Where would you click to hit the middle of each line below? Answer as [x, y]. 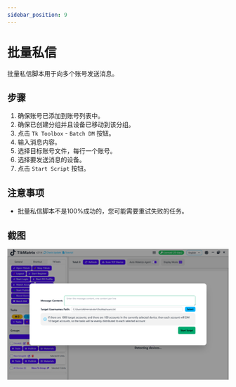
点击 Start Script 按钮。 [53, 169]
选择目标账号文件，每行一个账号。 [67, 151]
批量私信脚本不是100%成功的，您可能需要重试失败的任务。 [103, 211]
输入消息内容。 [39, 142]
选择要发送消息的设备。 [51, 160]
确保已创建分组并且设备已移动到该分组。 [76, 125]
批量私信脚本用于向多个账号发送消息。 [63, 73]
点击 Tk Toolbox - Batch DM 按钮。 [66, 133]
